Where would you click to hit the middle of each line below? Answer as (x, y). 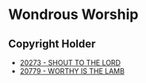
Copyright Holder (52, 44)
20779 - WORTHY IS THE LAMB (72, 71)
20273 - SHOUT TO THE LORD (70, 62)
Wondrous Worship (73, 15)
